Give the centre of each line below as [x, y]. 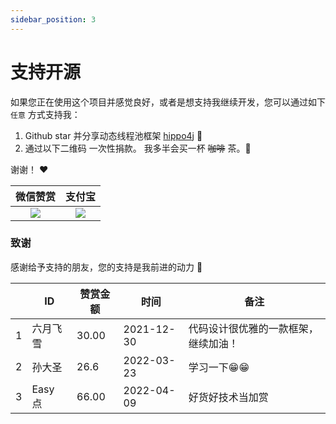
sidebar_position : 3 [53, 19]
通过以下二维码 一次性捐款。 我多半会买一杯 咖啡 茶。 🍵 [138, 148]
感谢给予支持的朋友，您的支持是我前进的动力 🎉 [106, 267]
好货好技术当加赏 [228, 397]
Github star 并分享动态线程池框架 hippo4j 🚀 [113, 135]
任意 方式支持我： [45, 114]
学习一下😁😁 [219, 367]
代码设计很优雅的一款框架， [253, 328]
